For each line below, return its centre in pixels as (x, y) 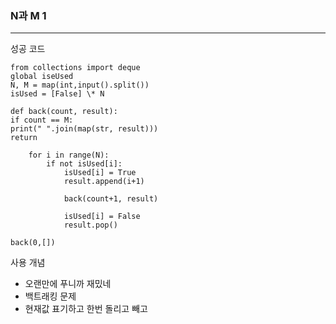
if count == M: (42, 120)
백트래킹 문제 (50, 296)
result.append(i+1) (104, 182)
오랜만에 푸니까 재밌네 (68, 284)
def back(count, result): (64, 112)
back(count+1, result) (111, 199)
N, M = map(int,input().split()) (80, 85)
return (24, 138)
